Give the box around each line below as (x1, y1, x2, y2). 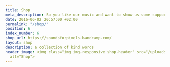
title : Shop (5, 7, 30, 13)
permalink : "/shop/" (5, 21, 49, 27)
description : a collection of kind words (5, 45, 94, 50)
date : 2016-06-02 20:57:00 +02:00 (5, 17, 78, 22)
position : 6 (5, 26, 30, 31)
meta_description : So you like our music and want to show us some (5, 12, 151, 17)
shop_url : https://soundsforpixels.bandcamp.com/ (5, 36, 112, 41)
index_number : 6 (5, 31, 39, 36)
